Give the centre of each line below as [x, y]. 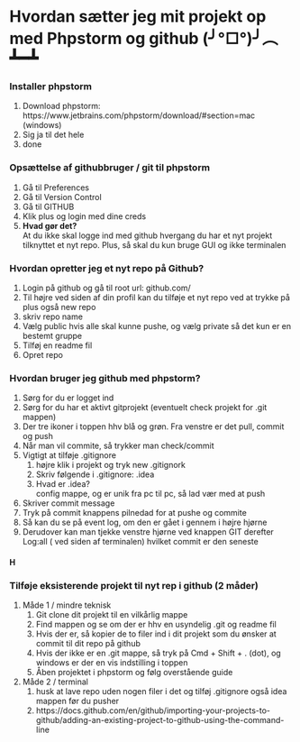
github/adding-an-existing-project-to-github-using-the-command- [160, 720]
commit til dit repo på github [88, 644]
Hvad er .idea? [63, 484]
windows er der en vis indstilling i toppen [112, 663]
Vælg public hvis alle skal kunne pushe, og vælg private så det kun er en [157, 326]
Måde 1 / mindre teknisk [67, 605]
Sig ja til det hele [53, 135]
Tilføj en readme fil [57, 345]
